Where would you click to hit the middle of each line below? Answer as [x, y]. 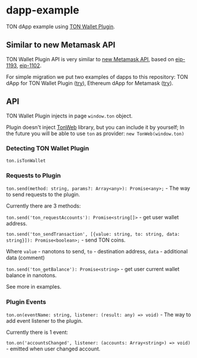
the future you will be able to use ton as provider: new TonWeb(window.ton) [95, 133]
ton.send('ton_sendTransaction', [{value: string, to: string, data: [93, 235]
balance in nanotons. [31, 275]
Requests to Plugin [34, 175]
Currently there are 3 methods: [44, 206]
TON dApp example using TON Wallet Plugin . [61, 26]
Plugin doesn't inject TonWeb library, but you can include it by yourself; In [95, 127]
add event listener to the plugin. [45, 321]
